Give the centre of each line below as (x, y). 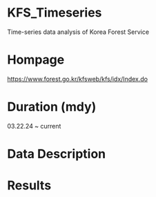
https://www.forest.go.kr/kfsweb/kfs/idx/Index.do (78, 79)
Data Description (57, 154)
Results (29, 186)
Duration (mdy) (52, 107)
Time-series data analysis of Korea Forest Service (78, 32)
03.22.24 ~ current (34, 126)
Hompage (36, 60)
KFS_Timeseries (55, 13)
